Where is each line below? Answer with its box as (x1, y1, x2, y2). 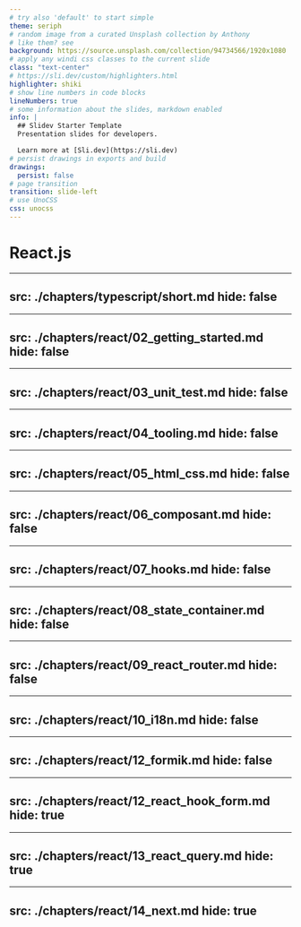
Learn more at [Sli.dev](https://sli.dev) (17, 146, 178, 155)
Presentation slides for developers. (17, 130, 159, 139)
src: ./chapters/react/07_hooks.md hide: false (9, 562, 271, 578)
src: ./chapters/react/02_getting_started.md (9, 330, 264, 346)
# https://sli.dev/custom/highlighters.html (9, 72, 178, 81)
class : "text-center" (9, 64, 90, 73)
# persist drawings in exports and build (9, 154, 167, 163)
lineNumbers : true (9, 96, 78, 106)
